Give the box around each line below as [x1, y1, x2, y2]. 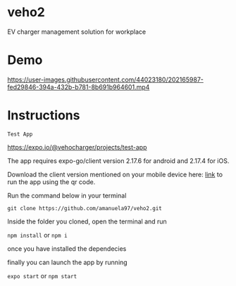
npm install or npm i [7, 230, 68, 239]
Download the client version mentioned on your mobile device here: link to [7, 170, 223, 178]
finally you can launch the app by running [7, 258, 128, 266]
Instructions [7, 108, 80, 124]
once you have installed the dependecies [7, 244, 127, 253]
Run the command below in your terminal [7, 191, 127, 200]
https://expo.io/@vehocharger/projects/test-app [7, 143, 147, 151]
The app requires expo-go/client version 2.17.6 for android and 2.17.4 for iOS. [7, 156, 230, 165]
